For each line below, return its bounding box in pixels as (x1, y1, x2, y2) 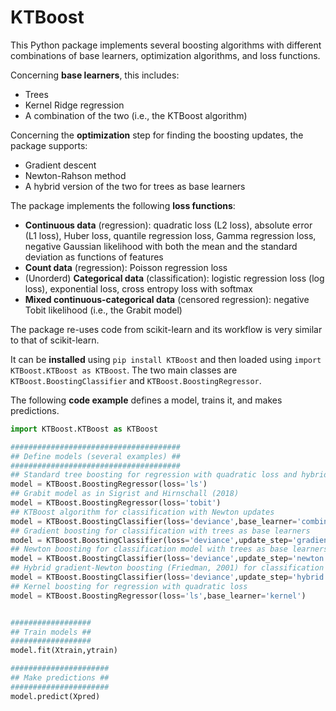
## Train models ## (10, 627, 92, 637)
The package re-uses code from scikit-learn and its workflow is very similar (10, 323, 323, 335)
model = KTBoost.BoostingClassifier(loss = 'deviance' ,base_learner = (10, 516, 298, 526)
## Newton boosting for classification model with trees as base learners (10, 544, 329, 555)
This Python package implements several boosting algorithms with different (10, 39, 322, 51)
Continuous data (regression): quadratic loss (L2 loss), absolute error (24, 219, 313, 231)
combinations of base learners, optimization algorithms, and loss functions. (10, 49, 321, 61)
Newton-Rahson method (24, 169, 127, 181)
